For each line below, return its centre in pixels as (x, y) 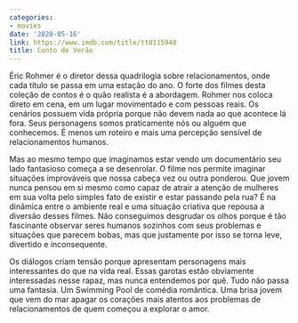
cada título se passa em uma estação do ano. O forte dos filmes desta (137, 85)
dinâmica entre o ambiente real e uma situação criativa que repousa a (137, 206)
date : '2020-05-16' (45, 34)
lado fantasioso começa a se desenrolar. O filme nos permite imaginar (137, 169)
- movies (25, 26)
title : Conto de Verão (51, 51)
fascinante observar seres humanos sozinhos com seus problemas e (135, 226)
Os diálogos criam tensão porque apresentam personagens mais (128, 262)
